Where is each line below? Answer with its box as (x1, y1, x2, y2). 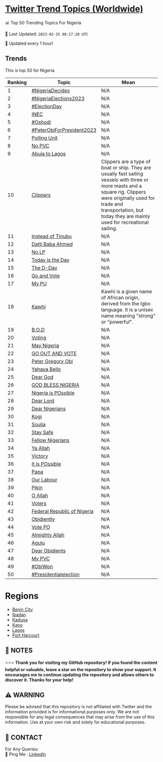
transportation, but (101, 206, 144, 213)
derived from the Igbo (101, 300, 151, 307)
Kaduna (12, 617, 28, 623)
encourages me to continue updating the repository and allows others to (5, 672, 154, 677)
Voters (31, 500, 47, 507)
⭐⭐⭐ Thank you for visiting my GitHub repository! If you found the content (5, 660, 158, 665)
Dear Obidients (31, 547, 66, 554)
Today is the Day (31, 256, 70, 263)
